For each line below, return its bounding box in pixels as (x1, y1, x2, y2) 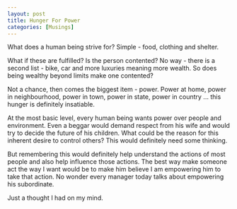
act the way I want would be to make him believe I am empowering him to (7, 165, 221, 174)
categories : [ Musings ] (7, 23, 74, 30)
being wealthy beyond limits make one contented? (7, 71, 154, 80)
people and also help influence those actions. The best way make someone (7, 157, 228, 166)
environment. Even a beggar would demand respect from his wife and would (7, 121, 230, 130)
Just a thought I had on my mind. (7, 193, 104, 202)
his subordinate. (7, 180, 54, 189)
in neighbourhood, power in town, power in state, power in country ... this (7, 92, 221, 101)
